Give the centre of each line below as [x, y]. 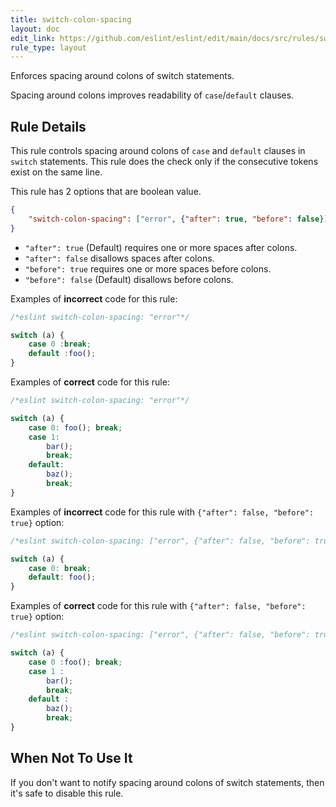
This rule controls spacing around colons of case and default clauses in [158, 151]
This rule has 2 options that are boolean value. [106, 192]
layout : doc [35, 29]
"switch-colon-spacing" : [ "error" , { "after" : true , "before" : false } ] [178, 219]
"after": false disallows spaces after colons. [119, 258]
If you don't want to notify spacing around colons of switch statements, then [167, 782]
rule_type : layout [48, 47]
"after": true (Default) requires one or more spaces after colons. [161, 247]
